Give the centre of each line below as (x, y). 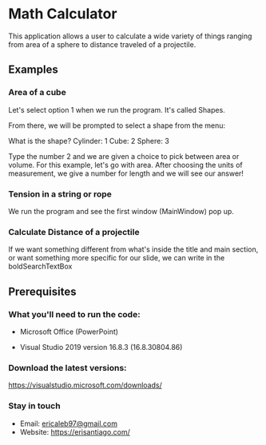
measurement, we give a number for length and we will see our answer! (126, 173)
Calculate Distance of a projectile (74, 232)
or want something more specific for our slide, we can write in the (117, 258)
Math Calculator (63, 14)
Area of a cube (37, 93)
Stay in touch (35, 406)
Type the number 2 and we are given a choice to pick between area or (124, 156)
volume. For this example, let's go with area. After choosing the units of (125, 165)
